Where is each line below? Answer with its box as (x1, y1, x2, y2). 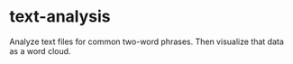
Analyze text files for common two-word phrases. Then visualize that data (9, 36, 284, 47)
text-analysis (9, 6, 111, 27)
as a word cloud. (9, 45, 71, 56)
